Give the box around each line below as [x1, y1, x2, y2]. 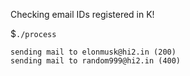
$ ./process [10, 28, 57, 39]
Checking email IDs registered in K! [10, 9, 155, 20]
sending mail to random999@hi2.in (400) [10, 56, 182, 66]
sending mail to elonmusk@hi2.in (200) [10, 47, 177, 57]
